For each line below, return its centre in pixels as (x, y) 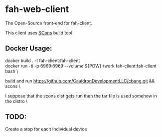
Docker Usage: (29, 48)
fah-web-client (37, 9)
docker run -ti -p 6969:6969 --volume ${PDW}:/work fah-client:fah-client (81, 65)
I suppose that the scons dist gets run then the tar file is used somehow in (81, 95)
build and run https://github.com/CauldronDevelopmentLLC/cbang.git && (80, 80)
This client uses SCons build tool (39, 32)
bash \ (12, 71)
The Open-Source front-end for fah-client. (49, 23)
